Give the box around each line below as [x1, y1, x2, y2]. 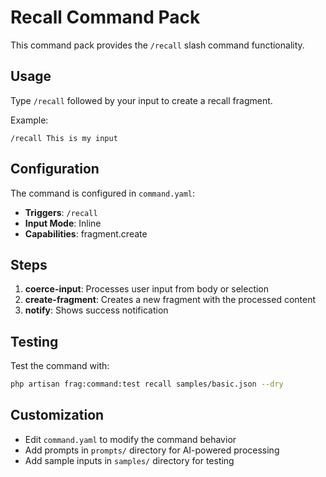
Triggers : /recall [24, 206, 98, 218]
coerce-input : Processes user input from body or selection [24, 283, 270, 295]
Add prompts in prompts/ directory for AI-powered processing [24, 444, 280, 456]
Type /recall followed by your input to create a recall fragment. [10, 94, 273, 106]
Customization [10, 407, 105, 424]
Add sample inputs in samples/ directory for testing [24, 454, 235, 466]
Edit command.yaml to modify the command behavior [24, 433, 237, 445]
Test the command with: [10, 360, 110, 372]
